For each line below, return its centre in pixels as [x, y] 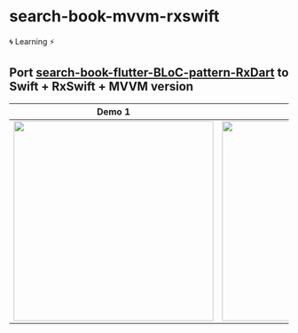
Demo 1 [114, 111]
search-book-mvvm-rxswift [114, 16]
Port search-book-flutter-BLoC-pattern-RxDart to [149, 73]
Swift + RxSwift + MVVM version [101, 87]
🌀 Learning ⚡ [32, 41]
